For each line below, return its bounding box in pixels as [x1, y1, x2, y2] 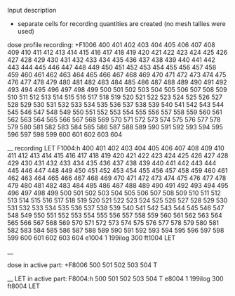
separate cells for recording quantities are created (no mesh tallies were [17, 20, 226, 27]
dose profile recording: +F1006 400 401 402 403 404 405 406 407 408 [7, 41, 215, 49]
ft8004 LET [7, 282, 40, 290]
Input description [7, 6, 57, 14]
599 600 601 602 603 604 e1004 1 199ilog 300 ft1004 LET [7, 233, 176, 242]
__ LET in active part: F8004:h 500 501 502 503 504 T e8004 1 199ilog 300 [7, 274, 224, 283]
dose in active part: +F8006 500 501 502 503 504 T [7, 261, 158, 269]
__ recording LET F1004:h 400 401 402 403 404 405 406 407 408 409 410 [7, 144, 224, 152]
